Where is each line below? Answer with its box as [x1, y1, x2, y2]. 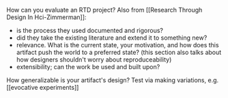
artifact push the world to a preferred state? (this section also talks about [16, 48, 222, 56]
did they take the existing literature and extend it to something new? [16, 34, 208, 42]
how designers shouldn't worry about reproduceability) [16, 56, 172, 64]
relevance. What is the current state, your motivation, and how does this [16, 41, 219, 49]
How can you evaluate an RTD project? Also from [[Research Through [6, 6, 203, 14]
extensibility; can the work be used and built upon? [16, 63, 160, 71]
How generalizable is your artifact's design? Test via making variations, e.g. [6, 76, 219, 84]
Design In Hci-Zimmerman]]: [6, 13, 87, 21]
